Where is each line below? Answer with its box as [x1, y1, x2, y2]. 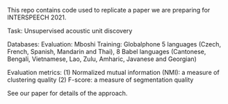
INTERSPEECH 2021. [7, 13, 67, 21]
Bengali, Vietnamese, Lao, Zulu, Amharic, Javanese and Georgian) [7, 55, 197, 63]
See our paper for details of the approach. [7, 89, 128, 97]
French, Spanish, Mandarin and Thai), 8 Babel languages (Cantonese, [7, 48, 206, 55]
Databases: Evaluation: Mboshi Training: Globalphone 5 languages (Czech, [7, 40, 221, 48]
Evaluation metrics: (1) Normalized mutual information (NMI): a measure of [7, 69, 220, 76]
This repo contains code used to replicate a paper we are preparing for [7, 6, 211, 14]
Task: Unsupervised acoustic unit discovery [7, 27, 133, 35]
